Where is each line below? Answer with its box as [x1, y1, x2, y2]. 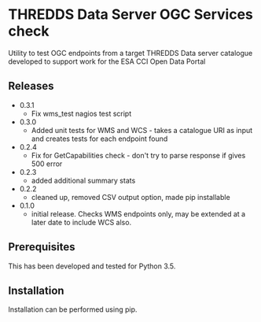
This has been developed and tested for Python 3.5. [8, 261, 176, 271]
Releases [8, 80, 54, 93]
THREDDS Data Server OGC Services [8, 6, 254, 24]
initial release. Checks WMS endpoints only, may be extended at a [31, 209, 246, 218]
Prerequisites [8, 240, 75, 254]
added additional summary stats [31, 176, 136, 185]
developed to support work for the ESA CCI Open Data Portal [8, 57, 206, 66]
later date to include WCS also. [31, 217, 132, 227]
